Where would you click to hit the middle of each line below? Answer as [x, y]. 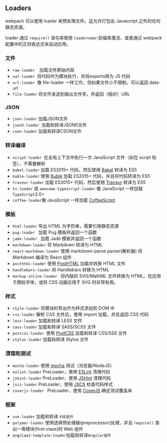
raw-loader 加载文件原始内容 [43, 70]
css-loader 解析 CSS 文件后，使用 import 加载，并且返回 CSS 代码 [81, 315]
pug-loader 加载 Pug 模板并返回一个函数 [55, 232]
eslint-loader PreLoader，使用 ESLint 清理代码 [61, 372]
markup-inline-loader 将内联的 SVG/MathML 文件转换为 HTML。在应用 [86, 276]
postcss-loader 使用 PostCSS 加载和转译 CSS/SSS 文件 [70, 333]
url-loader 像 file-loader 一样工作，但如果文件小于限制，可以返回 [80, 82]
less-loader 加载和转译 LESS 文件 [47, 321]
